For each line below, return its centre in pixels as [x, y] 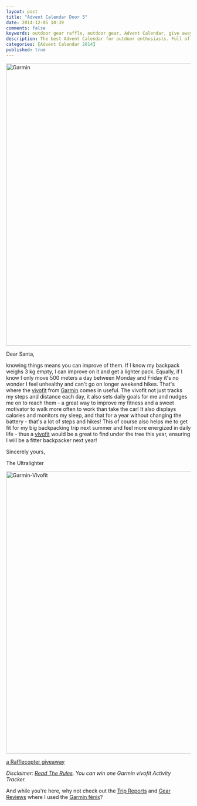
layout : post [22, 11]
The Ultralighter [25, 463]
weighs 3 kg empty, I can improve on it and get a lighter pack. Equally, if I [94, 372]
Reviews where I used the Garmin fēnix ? [55, 797]
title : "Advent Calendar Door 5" [47, 17]
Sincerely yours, [26, 452]
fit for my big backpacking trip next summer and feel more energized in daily [98, 427]
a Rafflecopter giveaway [35, 761]
